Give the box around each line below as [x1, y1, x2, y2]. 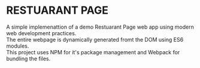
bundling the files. [6, 55, 51, 62]
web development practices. [6, 29, 77, 36]
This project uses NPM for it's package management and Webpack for [6, 48, 180, 55]
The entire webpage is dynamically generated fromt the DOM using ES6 [6, 36, 184, 43]
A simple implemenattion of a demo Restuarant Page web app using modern [6, 23, 195, 30]
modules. [6, 42, 29, 50]
